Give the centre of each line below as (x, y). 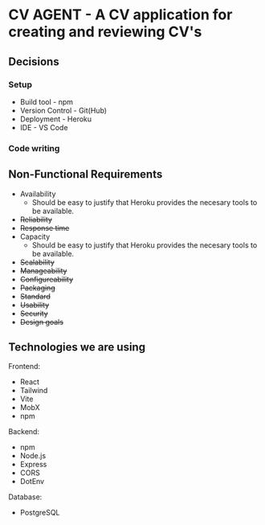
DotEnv (32, 482)
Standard (35, 296)
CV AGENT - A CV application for (120, 15)
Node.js (33, 456)
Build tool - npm (47, 101)
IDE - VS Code (44, 127)
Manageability (43, 270)
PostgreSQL (40, 513)
